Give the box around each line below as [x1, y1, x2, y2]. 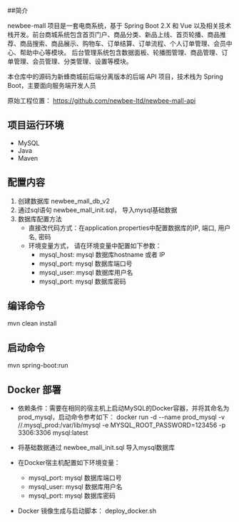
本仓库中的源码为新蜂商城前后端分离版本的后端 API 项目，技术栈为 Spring [7, 72, 223, 81]
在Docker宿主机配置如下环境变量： [17, 458, 121, 467]
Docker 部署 [7, 383, 62, 396]
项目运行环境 [7, 119, 64, 131]
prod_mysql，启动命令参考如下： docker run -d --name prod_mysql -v [17, 413, 225, 421]
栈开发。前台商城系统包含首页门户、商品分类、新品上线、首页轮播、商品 [7, 31, 220, 39]
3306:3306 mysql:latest [17, 428, 88, 437]
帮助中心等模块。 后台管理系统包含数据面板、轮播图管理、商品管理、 [19, 49, 222, 56]
